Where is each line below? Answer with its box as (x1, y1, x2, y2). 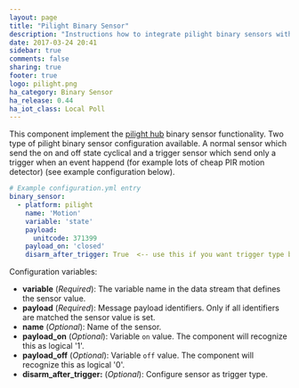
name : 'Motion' (25, 209, 82, 218)
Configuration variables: (9, 267, 98, 277)
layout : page (9, 12, 58, 22)
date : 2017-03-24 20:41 (9, 37, 98, 47)
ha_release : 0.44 (9, 95, 74, 105)
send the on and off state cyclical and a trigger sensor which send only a (9, 148, 277, 159)
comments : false (9, 54, 69, 63)
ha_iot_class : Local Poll (9, 104, 105, 113)
